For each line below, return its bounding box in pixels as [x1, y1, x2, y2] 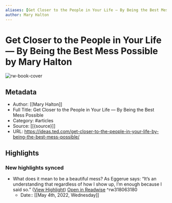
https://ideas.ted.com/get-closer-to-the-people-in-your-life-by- [24, 128, 159, 134]
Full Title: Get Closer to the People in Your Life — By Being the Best [12, 107, 155, 113]
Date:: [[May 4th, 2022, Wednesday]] [20, 192, 99, 198]
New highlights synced [5, 164, 64, 171]
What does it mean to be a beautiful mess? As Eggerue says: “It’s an [12, 175, 157, 182]
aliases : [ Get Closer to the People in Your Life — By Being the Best [5, 7, 159, 13]
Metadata [5, 87, 37, 96]
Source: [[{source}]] [12, 123, 56, 129]
